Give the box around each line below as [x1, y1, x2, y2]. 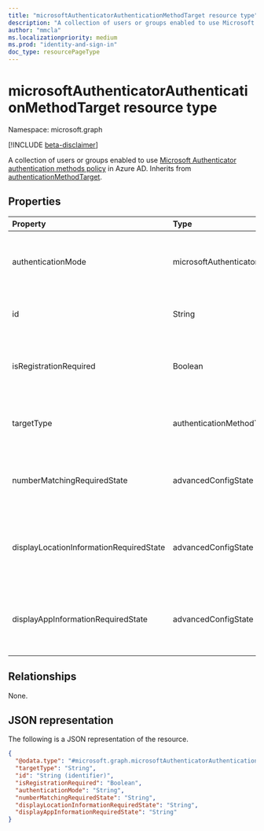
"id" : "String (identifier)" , [15, 772, 114, 780]
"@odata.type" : [15, 757, 65, 765]
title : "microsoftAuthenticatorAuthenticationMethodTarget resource [8, 11, 237, 20]
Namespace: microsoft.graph [8, 124, 103, 134]
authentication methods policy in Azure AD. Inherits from [8, 163, 192, 173]
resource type [123, 99, 218, 117]
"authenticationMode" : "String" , [15, 786, 125, 794]
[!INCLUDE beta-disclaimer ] [8, 139, 98, 150]
